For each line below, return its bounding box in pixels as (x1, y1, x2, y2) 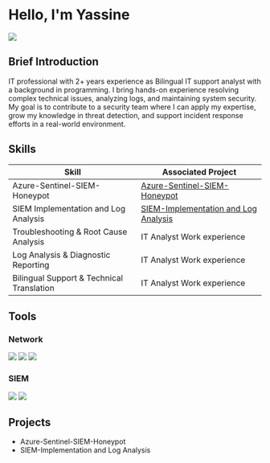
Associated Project (162, 166, 237, 178)
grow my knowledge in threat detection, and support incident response (8, 110, 243, 120)
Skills (8, 142, 36, 156)
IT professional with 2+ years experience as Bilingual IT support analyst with (8, 76, 261, 86)
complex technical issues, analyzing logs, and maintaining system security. (8, 93, 257, 103)
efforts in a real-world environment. (8, 119, 126, 129)
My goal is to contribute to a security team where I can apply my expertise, (8, 102, 256, 112)
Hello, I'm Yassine (8, 6, 130, 24)
